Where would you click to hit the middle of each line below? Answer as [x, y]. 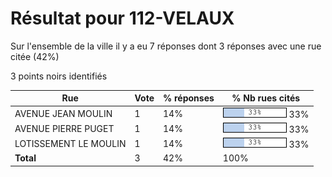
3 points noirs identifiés [59, 76]
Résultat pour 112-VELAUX [122, 18]
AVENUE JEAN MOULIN [63, 113]
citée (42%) [35, 56]
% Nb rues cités [266, 98]
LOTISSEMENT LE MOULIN [70, 144]
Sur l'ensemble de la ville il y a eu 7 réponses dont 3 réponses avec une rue [166, 46]
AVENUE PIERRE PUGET [64, 128]
